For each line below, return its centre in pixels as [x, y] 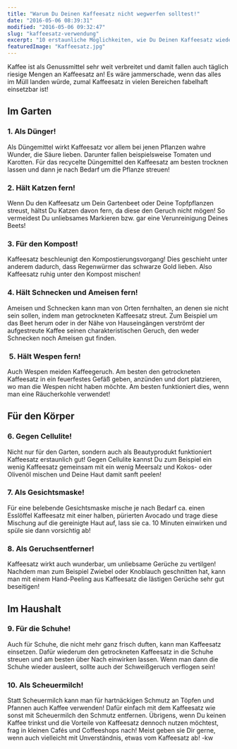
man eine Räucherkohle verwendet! [59, 394]
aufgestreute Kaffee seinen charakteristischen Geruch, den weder [103, 330]
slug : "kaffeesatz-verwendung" [53, 34]
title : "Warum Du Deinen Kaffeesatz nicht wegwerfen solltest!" [104, 14]
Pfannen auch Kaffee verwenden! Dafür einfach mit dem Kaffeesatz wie [111, 708]
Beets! [17, 225]
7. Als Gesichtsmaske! [46, 493]
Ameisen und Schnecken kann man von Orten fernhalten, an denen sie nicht [118, 308]
